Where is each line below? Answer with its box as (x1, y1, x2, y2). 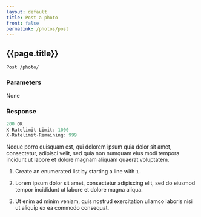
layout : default (6, 8, 47, 15)
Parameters (6, 78, 41, 87)
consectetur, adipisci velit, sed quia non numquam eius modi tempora (6, 150, 180, 157)
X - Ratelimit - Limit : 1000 (6, 127, 69, 133)
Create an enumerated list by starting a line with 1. (15, 168, 142, 175)
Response (6, 107, 36, 116)
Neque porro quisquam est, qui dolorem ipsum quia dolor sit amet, (6, 143, 172, 150)
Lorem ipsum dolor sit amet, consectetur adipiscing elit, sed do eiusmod (15, 179, 196, 187)
